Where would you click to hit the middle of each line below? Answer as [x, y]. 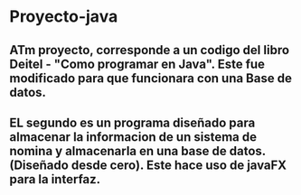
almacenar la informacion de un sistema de [133, 137]
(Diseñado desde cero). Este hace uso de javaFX [148, 165]
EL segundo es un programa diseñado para [132, 122]
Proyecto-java [64, 17]
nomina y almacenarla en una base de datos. [138, 151]
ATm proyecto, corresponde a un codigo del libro [150, 50]
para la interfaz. [55, 179]
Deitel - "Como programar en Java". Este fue [137, 64]
